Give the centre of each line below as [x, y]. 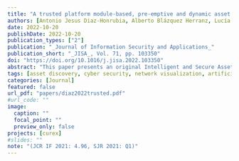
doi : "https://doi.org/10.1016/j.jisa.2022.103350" [85, 61]
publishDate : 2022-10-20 [44, 34]
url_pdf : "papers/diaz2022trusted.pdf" [67, 93]
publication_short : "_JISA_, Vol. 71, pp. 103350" [84, 54]
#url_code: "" [28, 100]
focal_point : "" [38, 120]
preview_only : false [44, 126]
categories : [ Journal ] [41, 80]
